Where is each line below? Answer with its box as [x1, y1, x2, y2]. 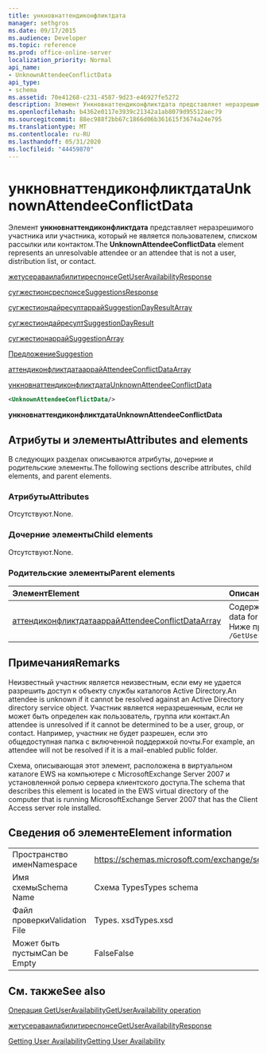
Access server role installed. [8, 803, 102, 812]
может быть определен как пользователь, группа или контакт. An [8, 711, 230, 721]
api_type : [8, 78, 41, 86]
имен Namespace [12, 859, 78, 870]
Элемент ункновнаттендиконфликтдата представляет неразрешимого [8, 222, 254, 232]
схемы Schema [12, 882, 68, 893]
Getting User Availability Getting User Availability [8, 1036, 165, 1046]
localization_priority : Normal [8, 57, 112, 65]
